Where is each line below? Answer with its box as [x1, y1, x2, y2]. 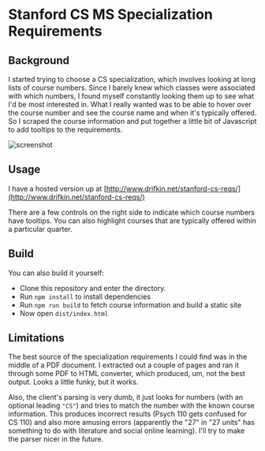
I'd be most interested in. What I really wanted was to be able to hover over [8, 100, 252, 109]
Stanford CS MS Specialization [8, 6, 213, 24]
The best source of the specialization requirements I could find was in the [8, 352, 248, 362]
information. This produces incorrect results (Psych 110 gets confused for [8, 409, 247, 419]
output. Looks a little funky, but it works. [8, 377, 139, 387]
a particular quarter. [8, 224, 73, 233]
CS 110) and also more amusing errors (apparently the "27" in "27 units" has [8, 418, 255, 427]
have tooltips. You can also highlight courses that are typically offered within [8, 215, 256, 225]
